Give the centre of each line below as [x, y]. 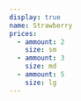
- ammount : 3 [41, 58]
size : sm [41, 50]
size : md [41, 67]
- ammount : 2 [41, 42]
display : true [35, 17]
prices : [23, 33]
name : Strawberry [41, 25]
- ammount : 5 [41, 75]
